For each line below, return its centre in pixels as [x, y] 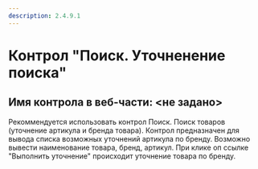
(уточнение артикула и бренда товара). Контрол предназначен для [124, 130]
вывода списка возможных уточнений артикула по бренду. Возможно [129, 138]
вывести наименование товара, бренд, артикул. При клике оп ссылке [129, 147]
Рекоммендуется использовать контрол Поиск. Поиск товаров [117, 122]
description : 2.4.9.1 [45, 16]
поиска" [37, 72]
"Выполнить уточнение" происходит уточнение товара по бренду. [122, 156]
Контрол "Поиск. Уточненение [117, 55]
